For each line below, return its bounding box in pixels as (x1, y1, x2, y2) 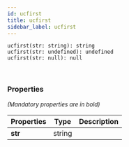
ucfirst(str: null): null (7, 55, 82, 62)
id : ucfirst (7, 10, 42, 17)
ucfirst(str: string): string (7, 43, 96, 50)
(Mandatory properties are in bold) (7, 100, 100, 108)
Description (79, 116, 119, 126)
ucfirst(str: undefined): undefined (7, 48, 114, 56)
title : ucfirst (7, 17, 52, 24)
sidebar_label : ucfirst (7, 23, 77, 30)
